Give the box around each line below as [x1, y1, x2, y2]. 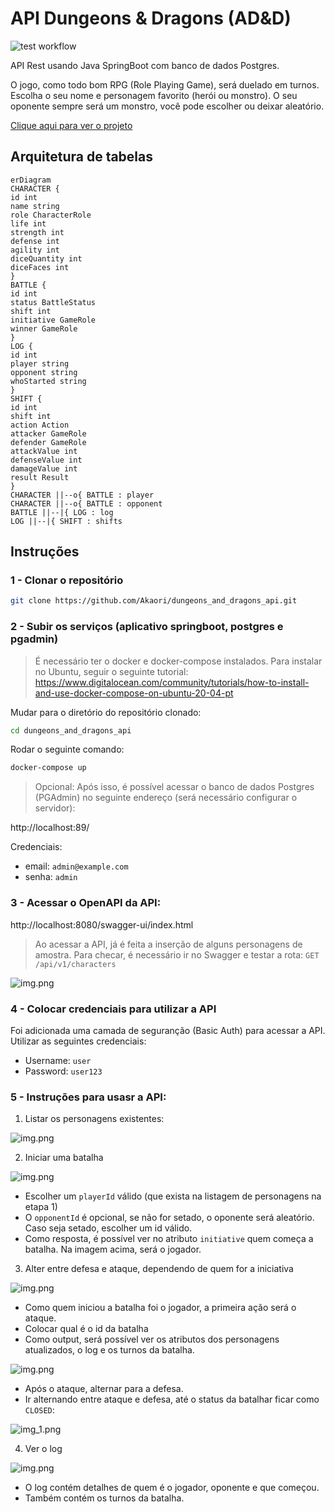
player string [10, 358, 70, 369]
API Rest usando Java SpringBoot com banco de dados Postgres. [10, 59, 280, 71]
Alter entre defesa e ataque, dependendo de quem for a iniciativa [24, 1263, 294, 1275]
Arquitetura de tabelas [10, 148, 154, 166]
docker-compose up [10, 763, 87, 773]
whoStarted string [10, 376, 87, 386]
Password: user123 [24, 1065, 103, 1077]
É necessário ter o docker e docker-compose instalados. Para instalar [34, 655, 323, 667]
